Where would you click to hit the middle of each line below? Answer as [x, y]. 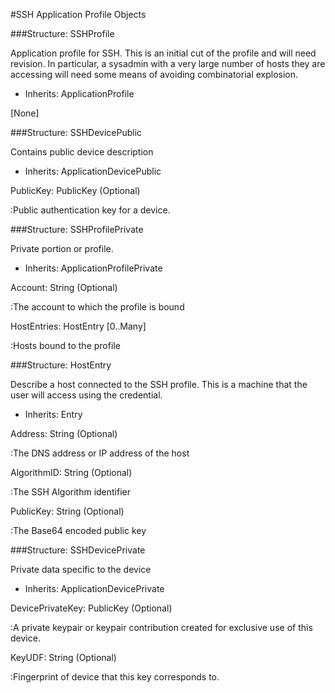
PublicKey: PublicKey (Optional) [75, 190]
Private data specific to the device [81, 569]
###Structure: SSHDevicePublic [76, 132]
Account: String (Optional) [64, 287]
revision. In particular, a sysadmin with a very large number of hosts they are [168, 63]
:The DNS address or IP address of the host [100, 453]
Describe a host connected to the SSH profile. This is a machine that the [159, 384]
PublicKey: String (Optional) [67, 511]
